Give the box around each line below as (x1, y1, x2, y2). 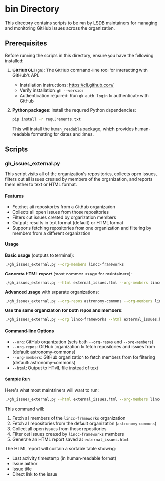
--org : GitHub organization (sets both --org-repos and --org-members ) (12, 339, 154, 344)
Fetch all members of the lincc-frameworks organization (12, 415, 126, 421)
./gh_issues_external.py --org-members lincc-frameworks (5, 262, 124, 267)
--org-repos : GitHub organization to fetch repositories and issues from (12, 344, 155, 350)
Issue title (12, 466, 32, 472)
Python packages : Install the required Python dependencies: (12, 107, 136, 113)
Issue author (12, 460, 38, 466)
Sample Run (5, 376, 30, 382)
